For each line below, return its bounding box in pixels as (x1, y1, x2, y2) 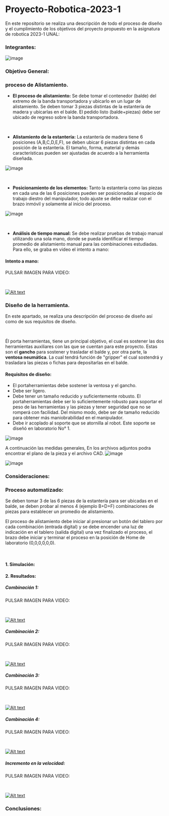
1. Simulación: (5, 561, 35, 567)
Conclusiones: (5, 805, 42, 812)
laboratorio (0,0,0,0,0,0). (5, 540, 56, 546)
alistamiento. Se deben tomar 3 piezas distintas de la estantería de (12, 104, 151, 110)
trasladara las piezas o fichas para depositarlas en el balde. (5, 359, 129, 365)
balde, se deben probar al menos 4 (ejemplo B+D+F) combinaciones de (5, 503, 154, 509)
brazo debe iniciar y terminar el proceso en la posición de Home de (5, 535, 145, 541)
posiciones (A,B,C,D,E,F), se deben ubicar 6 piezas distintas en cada (12, 139, 155, 145)
